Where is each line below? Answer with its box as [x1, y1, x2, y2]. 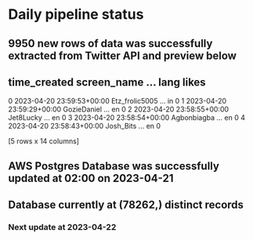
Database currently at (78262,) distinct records [8, 198, 244, 212]
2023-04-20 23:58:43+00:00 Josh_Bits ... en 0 [8, 122, 161, 131]
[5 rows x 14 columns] [8, 136, 80, 146]
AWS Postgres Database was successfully [8, 159, 219, 173]
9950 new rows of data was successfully [8, 37, 213, 50]
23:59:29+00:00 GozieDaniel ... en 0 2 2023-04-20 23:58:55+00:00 [8, 104, 230, 115]
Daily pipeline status [8, 5, 144, 24]
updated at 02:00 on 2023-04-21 [8, 171, 174, 185]
